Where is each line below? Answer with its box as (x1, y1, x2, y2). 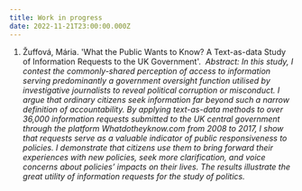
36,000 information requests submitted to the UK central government (22, 114, 280, 124)
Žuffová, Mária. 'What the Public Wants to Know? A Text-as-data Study (22, 46, 287, 57)
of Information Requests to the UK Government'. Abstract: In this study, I (22, 56, 294, 67)
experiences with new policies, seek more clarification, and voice (22, 151, 266, 162)
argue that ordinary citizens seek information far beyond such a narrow (22, 94, 290, 105)
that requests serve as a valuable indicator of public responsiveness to (22, 132, 288, 143)
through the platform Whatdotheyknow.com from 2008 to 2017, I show (22, 123, 284, 133)
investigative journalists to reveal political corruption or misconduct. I (22, 85, 280, 95)
